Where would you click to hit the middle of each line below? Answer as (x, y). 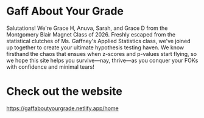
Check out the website (65, 92)
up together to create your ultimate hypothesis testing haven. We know (95, 47)
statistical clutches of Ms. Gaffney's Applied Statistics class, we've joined (98, 41)
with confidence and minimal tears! (50, 67)
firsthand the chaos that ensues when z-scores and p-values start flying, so (101, 54)
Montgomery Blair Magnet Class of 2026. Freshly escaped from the (91, 34)
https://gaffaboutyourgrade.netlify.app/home (62, 108)
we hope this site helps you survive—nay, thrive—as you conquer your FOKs (102, 60)
